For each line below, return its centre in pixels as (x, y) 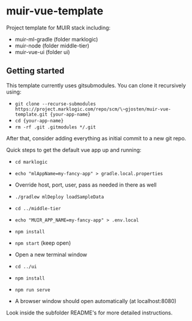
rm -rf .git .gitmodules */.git (55, 127)
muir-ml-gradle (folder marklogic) (56, 39)
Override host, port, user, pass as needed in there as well (86, 185)
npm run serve (32, 290)
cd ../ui (26, 266)
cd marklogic (31, 162)
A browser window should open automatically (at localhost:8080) (96, 301)
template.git (31, 114)
